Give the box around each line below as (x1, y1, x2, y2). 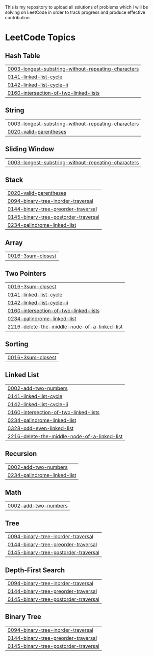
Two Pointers (5, 269, 47, 277)
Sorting (5, 340, 28, 348)
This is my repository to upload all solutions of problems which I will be (5, 4, 149, 10)
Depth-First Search (5, 566, 65, 574)
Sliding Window (5, 145, 54, 153)
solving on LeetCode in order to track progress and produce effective (5, 9, 146, 15)
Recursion (5, 449, 37, 458)
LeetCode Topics (5, 32, 76, 43)
